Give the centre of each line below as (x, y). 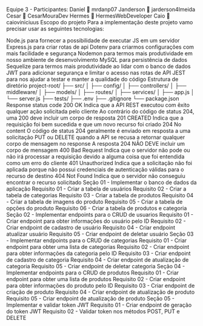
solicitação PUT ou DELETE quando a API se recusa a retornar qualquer (96, 137)
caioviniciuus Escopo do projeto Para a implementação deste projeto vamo (100, 22)
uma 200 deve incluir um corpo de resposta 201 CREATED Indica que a (95, 118)
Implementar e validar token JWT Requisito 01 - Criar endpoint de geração (99, 305)
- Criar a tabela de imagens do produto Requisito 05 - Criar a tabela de (95, 202)
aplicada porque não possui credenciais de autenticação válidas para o (95, 169)
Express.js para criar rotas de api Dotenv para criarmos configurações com (100, 47)
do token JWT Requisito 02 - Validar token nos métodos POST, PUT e (93, 311)
